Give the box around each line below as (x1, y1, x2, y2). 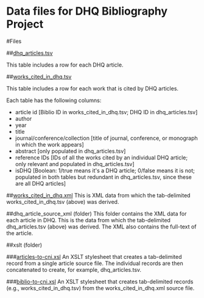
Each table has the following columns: (6, 96, 102, 104)
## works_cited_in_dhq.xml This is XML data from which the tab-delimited (6, 191, 191, 199)
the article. (6, 229, 33, 236)
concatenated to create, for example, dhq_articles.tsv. (6, 266, 142, 273)
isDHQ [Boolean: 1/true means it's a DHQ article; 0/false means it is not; (15, 167, 195, 174)
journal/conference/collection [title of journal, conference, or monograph (15, 134, 198, 142)
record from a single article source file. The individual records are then (6, 260, 184, 267)
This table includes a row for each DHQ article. (6, 61, 124, 68)
